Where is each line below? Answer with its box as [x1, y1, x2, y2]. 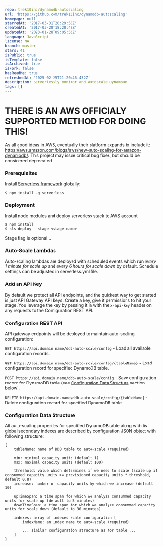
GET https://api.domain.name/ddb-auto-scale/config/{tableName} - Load [5, 360, 152, 366]
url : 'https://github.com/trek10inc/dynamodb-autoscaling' [5, 12, 127, 17]
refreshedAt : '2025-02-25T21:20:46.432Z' [5, 75, 91, 80]
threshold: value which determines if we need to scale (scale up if [14, 468, 158, 473]
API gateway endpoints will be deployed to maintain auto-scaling [5, 330, 135, 337]
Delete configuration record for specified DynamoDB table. [5, 400, 123, 405]
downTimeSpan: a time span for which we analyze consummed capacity [14, 503, 156, 507]
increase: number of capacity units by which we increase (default [14, 481, 153, 486]
